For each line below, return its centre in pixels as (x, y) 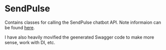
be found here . (20, 27)
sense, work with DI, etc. (30, 42)
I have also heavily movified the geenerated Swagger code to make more (80, 37)
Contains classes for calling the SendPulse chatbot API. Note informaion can (83, 22)
